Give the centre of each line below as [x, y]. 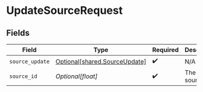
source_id [23, 76]
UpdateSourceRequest [64, 11]
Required [166, 50]
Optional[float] [76, 76]
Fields [18, 33]
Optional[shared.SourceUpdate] [101, 61]
